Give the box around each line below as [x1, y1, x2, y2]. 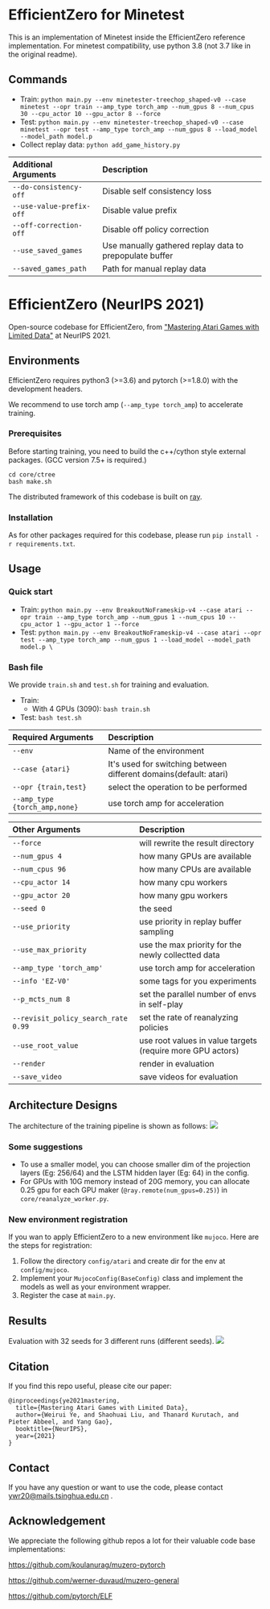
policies [139, 1022, 169, 1033]
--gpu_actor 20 [12, 891, 71, 900]
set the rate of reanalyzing [139, 1012, 239, 1023]
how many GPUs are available [139, 850, 252, 862]
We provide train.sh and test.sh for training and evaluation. [8, 680, 210, 690]
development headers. [8, 384, 83, 393]
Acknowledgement [8, 1514, 106, 1528]
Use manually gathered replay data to [101, 239, 243, 251]
